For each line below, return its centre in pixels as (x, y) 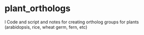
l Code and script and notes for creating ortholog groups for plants (72, 22)
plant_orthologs (37, 9)
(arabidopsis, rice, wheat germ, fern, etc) (46, 27)
